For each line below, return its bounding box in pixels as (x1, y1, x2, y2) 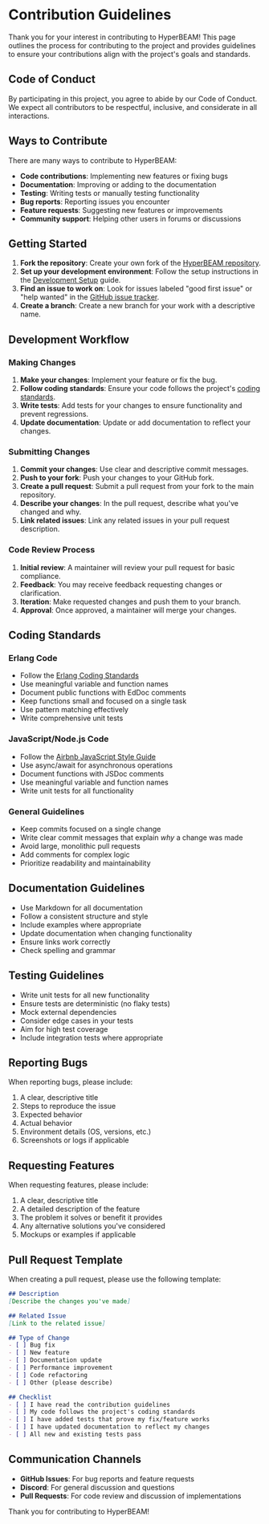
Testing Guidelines (8, 969, 104, 983)
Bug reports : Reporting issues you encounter (19, 197, 170, 206)
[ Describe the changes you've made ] (8, 1297, 131, 1306)
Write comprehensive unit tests (19, 713, 124, 723)
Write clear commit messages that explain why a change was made (19, 833, 243, 842)
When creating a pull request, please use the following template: (8, 1274, 222, 1284)
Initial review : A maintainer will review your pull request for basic (19, 562, 235, 572)
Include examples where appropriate (19, 919, 142, 929)
